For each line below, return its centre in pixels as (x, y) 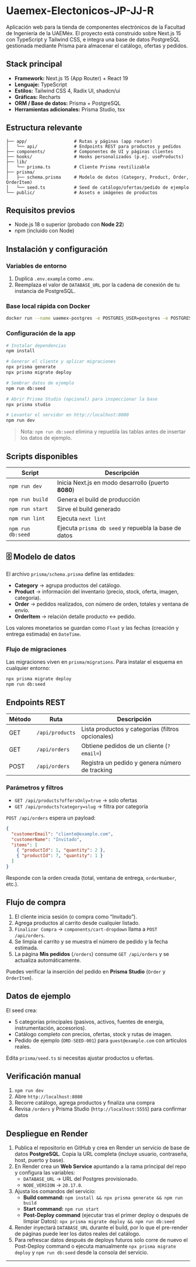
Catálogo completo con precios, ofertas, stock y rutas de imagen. (93, 1034)
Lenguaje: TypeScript (41, 84)
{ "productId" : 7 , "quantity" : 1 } (60, 856)
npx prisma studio (28, 404)
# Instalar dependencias (36, 346)
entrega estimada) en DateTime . (44, 634)
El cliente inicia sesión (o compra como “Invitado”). (76, 916)
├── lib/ (17, 162)
